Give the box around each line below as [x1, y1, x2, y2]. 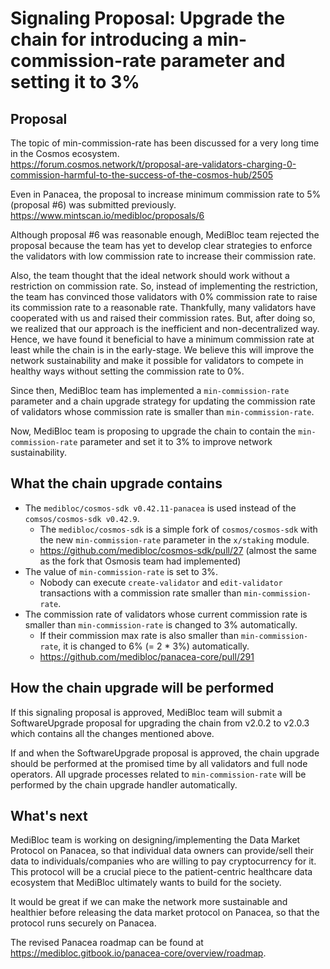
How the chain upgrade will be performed [10, 680, 275, 697]
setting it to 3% [10, 71, 140, 94]
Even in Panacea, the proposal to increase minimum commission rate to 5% [10, 188, 322, 200]
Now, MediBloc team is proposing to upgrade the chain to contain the [10, 425, 297, 437]
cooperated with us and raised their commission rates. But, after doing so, [10, 312, 316, 324]
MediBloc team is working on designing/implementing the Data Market [10, 834, 301, 846]
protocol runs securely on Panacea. [10, 917, 157, 929]
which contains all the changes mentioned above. [10, 727, 215, 739]
